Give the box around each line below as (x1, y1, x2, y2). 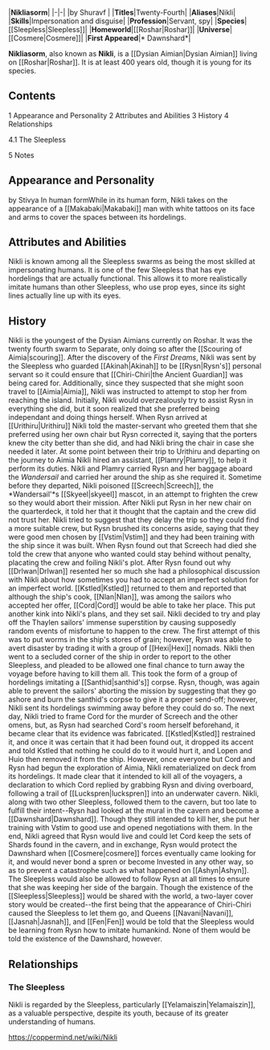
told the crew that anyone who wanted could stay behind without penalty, (8, 550, 252, 559)
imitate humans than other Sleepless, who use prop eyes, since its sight (8, 282, 246, 292)
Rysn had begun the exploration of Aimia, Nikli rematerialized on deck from (8, 763, 257, 772)
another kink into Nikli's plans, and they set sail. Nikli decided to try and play (8, 609, 261, 619)
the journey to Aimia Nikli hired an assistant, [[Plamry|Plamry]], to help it (8, 455, 247, 465)
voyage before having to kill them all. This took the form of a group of (8, 669, 238, 679)
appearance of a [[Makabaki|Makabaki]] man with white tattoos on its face (8, 204, 256, 213)
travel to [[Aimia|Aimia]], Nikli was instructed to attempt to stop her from (8, 387, 247, 397)
